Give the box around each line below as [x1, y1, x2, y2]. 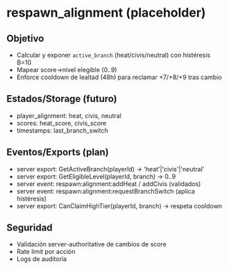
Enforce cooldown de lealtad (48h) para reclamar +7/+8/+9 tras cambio [16, 73, 223, 81]
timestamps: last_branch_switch [16, 126, 108, 135]
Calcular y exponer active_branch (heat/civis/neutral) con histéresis [16, 51, 211, 59]
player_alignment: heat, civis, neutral [16, 111, 122, 119]
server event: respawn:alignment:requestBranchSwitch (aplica [16, 187, 195, 195]
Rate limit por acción [16, 248, 76, 256]
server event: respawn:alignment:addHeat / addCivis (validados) [16, 179, 201, 188]
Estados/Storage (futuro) [6, 93, 117, 105]
